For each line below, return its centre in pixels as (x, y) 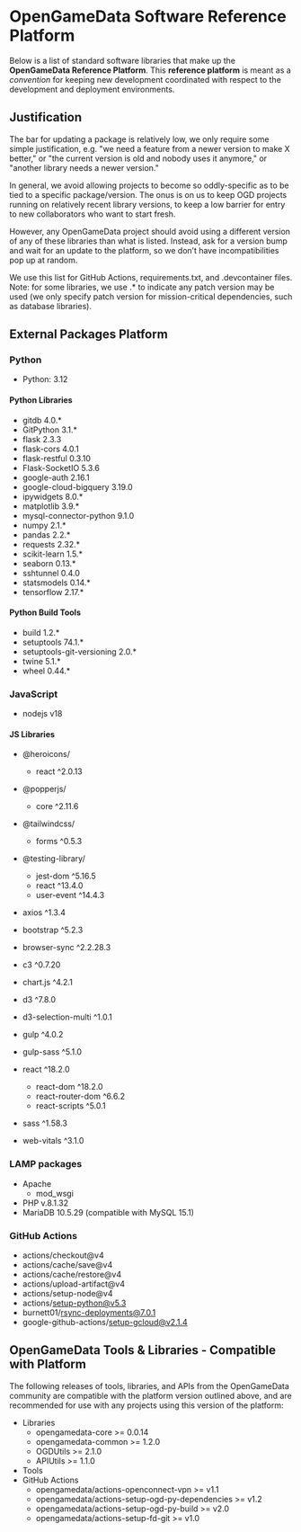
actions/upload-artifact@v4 (74, 1284)
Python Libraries (41, 400)
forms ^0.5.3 (59, 842)
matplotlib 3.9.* (51, 506)
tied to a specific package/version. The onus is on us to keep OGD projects (148, 194)
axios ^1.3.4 (44, 913)
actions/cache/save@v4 (67, 1264)
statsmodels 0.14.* (57, 583)
